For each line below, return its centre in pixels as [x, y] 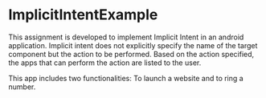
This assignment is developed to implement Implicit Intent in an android [126, 37]
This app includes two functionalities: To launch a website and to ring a [126, 78]
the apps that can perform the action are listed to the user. [105, 63]
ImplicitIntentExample [83, 15]
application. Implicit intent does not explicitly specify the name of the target [133, 45]
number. [22, 87]
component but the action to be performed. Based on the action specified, [131, 54]
